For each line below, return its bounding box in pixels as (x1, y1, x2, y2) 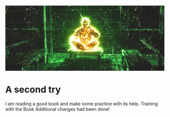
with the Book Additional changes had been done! (5, 106, 110, 112)
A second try (5, 84, 61, 96)
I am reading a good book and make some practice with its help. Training (5, 100, 158, 107)
